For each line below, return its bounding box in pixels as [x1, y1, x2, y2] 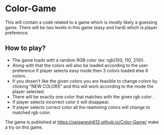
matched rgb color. [12, 109, 51, 115]
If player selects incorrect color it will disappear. [12, 99, 110, 105]
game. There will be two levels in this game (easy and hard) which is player [5, 24, 158, 30]
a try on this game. [5, 124, 43, 130]
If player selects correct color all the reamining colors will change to [12, 104, 150, 110]
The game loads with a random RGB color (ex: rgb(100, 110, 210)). [12, 57, 145, 63]
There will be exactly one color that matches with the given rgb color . [12, 94, 154, 100]
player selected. [12, 88, 45, 94]
